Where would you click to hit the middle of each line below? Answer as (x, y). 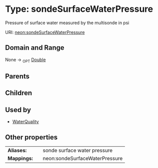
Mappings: (20, 158)
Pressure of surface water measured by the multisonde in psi (67, 23)
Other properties (31, 137)
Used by (18, 110)
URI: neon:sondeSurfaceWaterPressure (45, 32)
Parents (17, 76)
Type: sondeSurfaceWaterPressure (79, 9)
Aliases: (17, 150)
